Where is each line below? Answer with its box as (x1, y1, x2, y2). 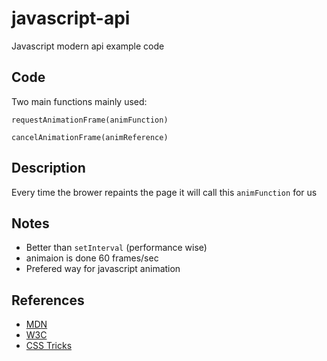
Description (11, 160, 86, 177)
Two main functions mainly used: (11, 95, 148, 107)
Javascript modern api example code (11, 40, 165, 52)
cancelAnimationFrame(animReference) (11, 132, 169, 142)
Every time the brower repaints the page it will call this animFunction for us (11, 186, 318, 198)
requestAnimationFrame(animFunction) (11, 115, 169, 125)
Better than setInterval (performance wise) (25, 242, 208, 254)
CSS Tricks (25, 340, 73, 352)
